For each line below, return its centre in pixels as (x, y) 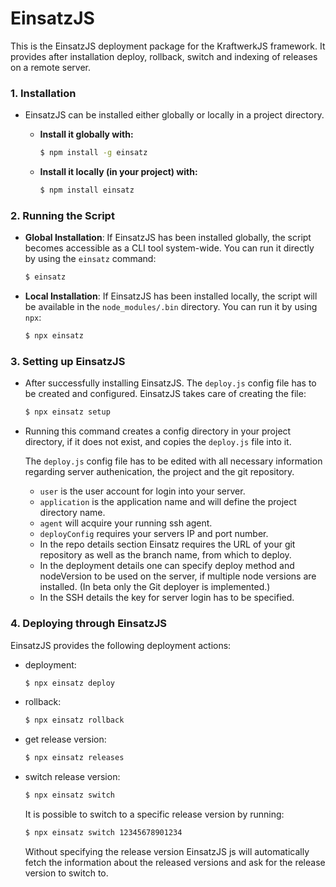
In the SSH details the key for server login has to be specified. (167, 598)
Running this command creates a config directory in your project (158, 431)
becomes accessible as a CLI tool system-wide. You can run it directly (169, 248)
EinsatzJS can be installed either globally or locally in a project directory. (174, 115)
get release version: (65, 739)
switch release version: (72, 777)
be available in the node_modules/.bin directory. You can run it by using (171, 307)
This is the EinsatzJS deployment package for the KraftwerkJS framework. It (168, 46)
